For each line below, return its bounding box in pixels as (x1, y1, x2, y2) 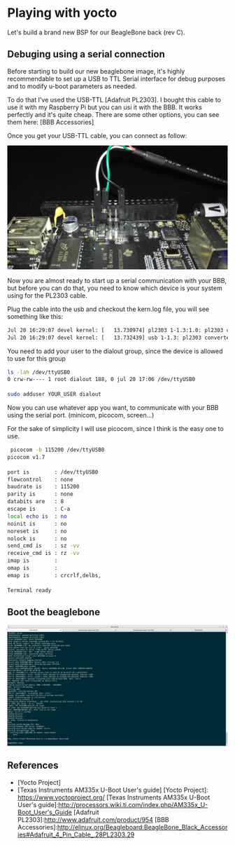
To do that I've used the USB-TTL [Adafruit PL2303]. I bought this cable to (7, 95, 222, 104)
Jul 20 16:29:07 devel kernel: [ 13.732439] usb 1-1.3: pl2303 (7, 334, 201, 341)
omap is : (7, 565, 58, 572)
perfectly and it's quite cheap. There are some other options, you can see (7, 110, 220, 118)
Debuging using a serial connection (7, 48, 166, 60)
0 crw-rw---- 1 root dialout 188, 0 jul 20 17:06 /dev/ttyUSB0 (7, 376, 196, 383)
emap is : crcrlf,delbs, (7, 572, 101, 579)
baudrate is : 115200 (7, 483, 80, 490)
